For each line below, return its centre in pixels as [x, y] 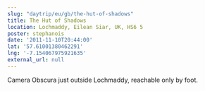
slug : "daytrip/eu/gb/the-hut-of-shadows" [70, 14]
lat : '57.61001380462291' [45, 47]
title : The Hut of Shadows [47, 20]
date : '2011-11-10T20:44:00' [50, 40]
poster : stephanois [36, 34]
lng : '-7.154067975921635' [47, 54]
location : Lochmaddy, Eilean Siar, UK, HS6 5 [75, 27]
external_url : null [36, 60]
